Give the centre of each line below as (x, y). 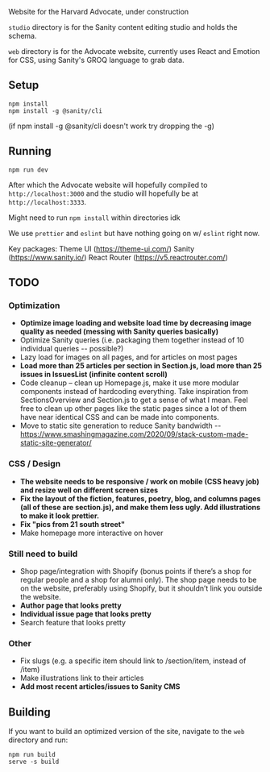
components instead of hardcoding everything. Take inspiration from (134, 392)
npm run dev (28, 170)
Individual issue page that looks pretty (85, 614)
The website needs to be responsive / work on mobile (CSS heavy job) (139, 481)
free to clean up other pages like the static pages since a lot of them (133, 409)
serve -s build (34, 762)
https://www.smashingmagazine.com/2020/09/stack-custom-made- (134, 434)
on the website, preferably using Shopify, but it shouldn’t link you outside (141, 588)
